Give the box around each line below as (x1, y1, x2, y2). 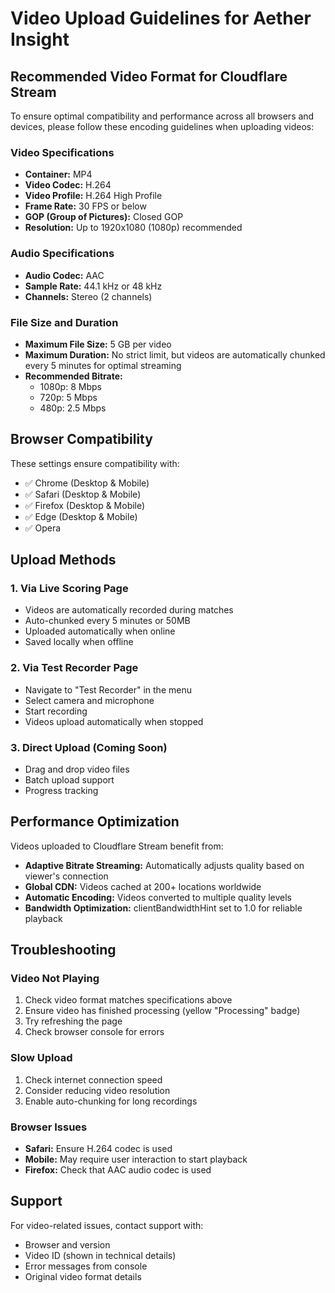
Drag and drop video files (24, 763, 130, 775)
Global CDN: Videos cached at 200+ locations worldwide (24, 880, 262, 892)
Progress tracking (24, 784, 99, 796)
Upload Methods (10, 552, 117, 569)
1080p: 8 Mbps (39, 380, 102, 392)
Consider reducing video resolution (24, 1084, 171, 1096)
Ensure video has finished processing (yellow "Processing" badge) (24, 1005, 301, 1017)
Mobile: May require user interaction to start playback (24, 1153, 248, 1166)
